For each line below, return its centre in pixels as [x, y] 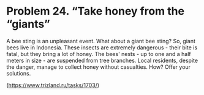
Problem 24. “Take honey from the [96, 11]
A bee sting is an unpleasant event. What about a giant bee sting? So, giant [101, 41]
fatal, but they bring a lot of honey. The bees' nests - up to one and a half [99, 54]
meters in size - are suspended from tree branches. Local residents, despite [102, 60]
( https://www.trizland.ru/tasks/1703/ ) [53, 85]
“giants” [28, 24]
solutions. [19, 73]
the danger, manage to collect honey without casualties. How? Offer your [99, 67]
